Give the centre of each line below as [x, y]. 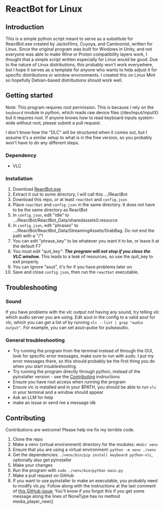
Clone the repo [28, 439]
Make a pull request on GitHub [43, 476]
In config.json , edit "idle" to [41, 215]
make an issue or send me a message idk [54, 403]
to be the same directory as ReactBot [50, 210]
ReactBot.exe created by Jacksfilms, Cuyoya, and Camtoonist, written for [79, 44]
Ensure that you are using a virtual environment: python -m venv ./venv [84, 449]
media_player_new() [33, 502]
